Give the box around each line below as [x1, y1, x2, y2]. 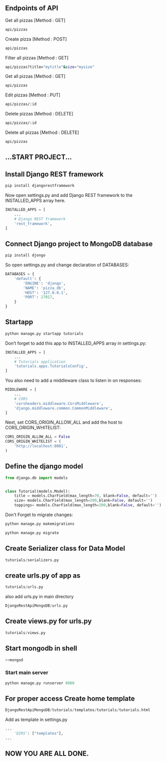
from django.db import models [5, 475, 68, 480]
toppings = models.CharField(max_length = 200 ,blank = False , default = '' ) [14, 503, 162, 508]
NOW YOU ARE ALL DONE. [5, 750, 89, 758]
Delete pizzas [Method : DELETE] [5, 111, 74, 117]
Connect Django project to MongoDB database [5, 239, 153, 248]
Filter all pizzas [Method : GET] [5, 54, 69, 60]
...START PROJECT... [5, 153, 72, 161]
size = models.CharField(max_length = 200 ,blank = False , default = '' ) [14, 498, 153, 503]
